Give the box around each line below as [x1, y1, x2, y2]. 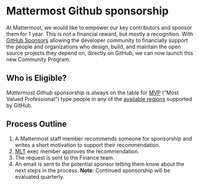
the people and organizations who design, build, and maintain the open [6, 43, 181, 50]
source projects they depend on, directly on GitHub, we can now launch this [6, 49, 194, 56]
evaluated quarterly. [14, 173, 65, 180]
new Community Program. [6, 56, 71, 63]
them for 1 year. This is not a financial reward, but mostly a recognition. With [6, 30, 194, 37]
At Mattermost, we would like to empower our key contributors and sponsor [6, 24, 192, 31]
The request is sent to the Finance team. [14, 154, 115, 161]
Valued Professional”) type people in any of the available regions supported [6, 95, 192, 102]
